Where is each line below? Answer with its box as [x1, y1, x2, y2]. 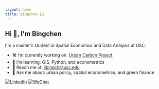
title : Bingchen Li [5, 12, 45, 17]
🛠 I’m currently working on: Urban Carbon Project [12, 52, 113, 58]
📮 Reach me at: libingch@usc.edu [12, 64, 80, 71]
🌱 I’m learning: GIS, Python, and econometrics [12, 59, 105, 65]
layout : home [5, 7, 32, 12]
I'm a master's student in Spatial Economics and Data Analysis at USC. [5, 42, 146, 49]
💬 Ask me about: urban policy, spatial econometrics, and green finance [12, 70, 155, 75]
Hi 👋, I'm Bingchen [5, 30, 62, 38]
